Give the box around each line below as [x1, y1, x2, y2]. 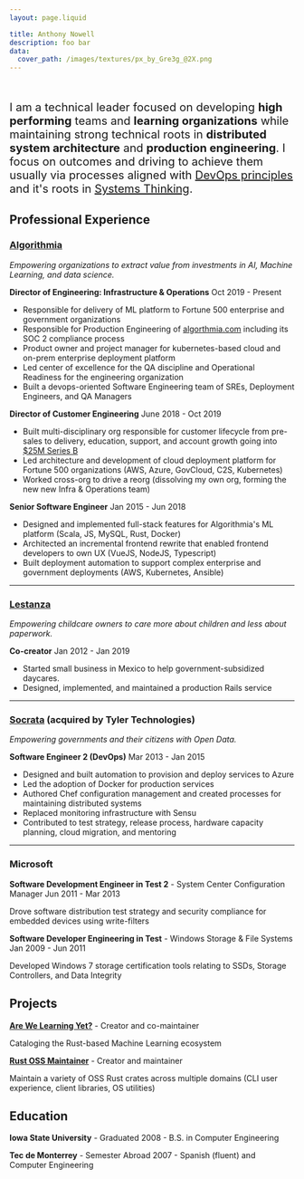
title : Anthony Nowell [9, 29, 95, 39]
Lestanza [9, 598, 52, 610]
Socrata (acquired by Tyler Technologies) [9, 714, 196, 726]
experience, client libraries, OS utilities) [9, 1082, 156, 1093]
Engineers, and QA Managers [22, 390, 133, 401]
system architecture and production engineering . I [9, 141, 286, 156]
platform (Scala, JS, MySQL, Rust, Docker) [22, 528, 181, 539]
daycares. [22, 673, 61, 684]
